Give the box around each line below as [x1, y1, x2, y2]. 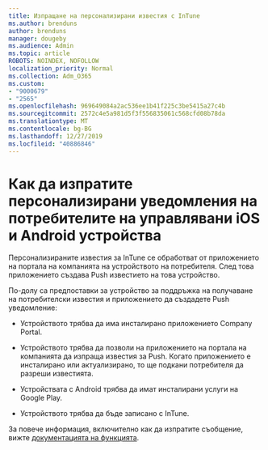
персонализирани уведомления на [8, 192, 258, 210]
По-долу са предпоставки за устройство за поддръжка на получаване [8, 286, 253, 295]
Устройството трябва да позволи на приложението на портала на [19, 343, 248, 353]
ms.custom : [8, 79, 45, 87]
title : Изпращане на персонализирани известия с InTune [8, 11, 200, 20]
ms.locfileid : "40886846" [8, 139, 95, 148]
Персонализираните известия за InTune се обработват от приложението [8, 253, 260, 263]
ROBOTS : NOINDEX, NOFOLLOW [8, 57, 99, 66]
